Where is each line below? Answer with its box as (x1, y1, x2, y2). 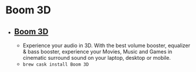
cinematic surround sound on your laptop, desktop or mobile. (22, 55, 171, 61)
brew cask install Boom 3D (22, 62, 89, 67)
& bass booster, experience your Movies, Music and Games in (22, 48, 173, 55)
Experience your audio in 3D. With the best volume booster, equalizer (22, 42, 191, 49)
